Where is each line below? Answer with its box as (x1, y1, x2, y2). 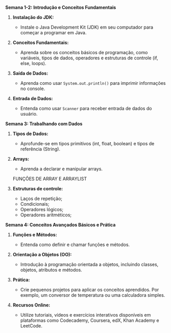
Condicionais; (20, 201, 50, 207)
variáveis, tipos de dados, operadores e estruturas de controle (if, (20, 55, 158, 61)
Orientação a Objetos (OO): (12, 252, 72, 257)
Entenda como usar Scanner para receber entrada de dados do (20, 105, 152, 112)
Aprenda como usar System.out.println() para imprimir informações (20, 80, 166, 86)
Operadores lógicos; (20, 207, 64, 212)
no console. (20, 85, 45, 92)
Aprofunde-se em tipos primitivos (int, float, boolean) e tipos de (20, 141, 155, 146)
